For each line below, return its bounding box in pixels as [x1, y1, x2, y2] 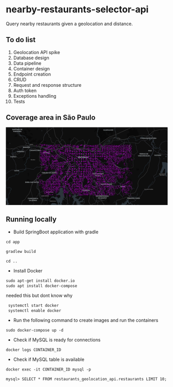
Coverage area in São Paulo [6, 113, 95, 122]
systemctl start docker [8, 303, 59, 308]
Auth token [13, 87, 37, 94]
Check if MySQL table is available [13, 356, 85, 362]
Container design [13, 65, 50, 71]
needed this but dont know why [6, 292, 73, 299]
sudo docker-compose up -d [6, 327, 64, 333]
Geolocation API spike [13, 49, 61, 55]
